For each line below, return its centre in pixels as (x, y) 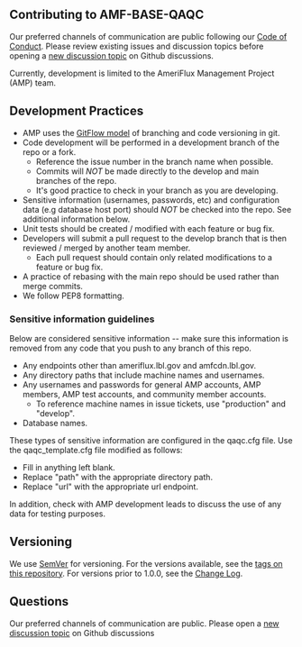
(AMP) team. (33, 82)
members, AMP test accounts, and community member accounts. (144, 394)
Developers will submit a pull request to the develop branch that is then (154, 238)
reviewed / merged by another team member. (106, 248)
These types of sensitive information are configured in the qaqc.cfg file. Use (151, 440)
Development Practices (77, 111)
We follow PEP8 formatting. (73, 296)
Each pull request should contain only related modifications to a (154, 257)
